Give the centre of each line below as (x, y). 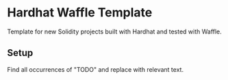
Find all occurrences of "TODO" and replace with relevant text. (95, 69)
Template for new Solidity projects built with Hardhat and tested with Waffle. (115, 31)
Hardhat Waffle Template (80, 13)
